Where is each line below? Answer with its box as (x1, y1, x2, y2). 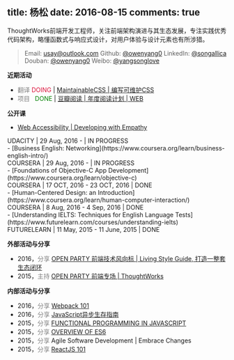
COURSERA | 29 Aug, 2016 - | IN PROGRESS (7, 159, 135, 167)
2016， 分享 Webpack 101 (17, 302, 89, 310)
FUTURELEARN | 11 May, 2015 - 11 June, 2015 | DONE (7, 225, 160, 233)
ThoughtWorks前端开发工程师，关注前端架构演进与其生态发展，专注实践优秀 (7, 26, 227, 35)
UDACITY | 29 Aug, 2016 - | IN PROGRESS (7, 136, 129, 145)
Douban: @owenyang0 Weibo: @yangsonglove (24, 56, 160, 65)
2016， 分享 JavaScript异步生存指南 (17, 310, 119, 318)
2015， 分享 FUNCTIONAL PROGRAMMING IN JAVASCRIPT (17, 319, 187, 327)
